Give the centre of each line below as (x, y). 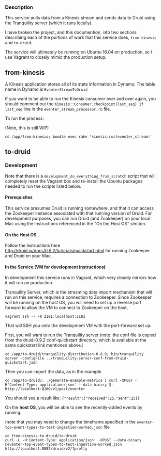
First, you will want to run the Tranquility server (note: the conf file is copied (80, 335)
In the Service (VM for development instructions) (55, 267)
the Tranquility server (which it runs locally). (49, 23)
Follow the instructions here (33, 245)
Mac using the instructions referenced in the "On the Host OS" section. (76, 224)
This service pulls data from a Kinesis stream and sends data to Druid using (80, 18)
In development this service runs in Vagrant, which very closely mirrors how (80, 277)
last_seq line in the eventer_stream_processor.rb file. (58, 109)
